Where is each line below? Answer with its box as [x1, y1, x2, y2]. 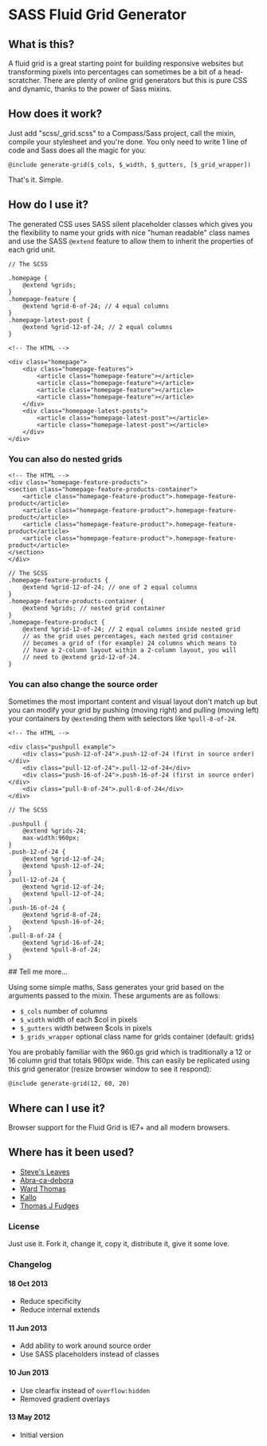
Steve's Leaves [19, 1166, 70, 1176]
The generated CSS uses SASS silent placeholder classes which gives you [8, 219, 253, 228]
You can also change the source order [8, 678, 158, 689]
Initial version [19, 1430, 64, 1440]
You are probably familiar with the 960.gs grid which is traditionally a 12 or [8, 1047, 252, 1057]
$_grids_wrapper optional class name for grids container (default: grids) [19, 1032, 255, 1042]
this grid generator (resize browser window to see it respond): [8, 1064, 212, 1074]
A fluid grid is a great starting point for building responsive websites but [8, 58, 244, 68]
